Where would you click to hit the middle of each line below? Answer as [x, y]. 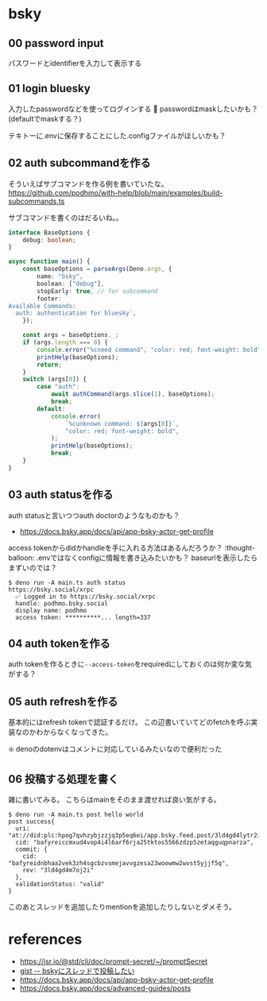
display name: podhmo [51, 610]
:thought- [240, 547]
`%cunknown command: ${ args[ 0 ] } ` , [122, 423]
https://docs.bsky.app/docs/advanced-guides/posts [105, 988]
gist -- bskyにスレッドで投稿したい [77, 971]
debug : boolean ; [50, 240]
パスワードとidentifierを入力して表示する [75, 63]
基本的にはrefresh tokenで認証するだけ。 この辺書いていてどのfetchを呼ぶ [130, 722]
